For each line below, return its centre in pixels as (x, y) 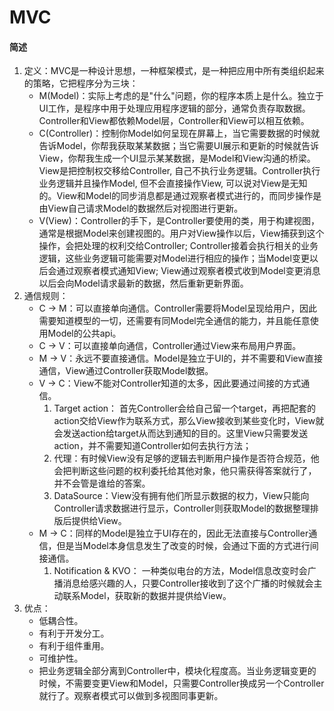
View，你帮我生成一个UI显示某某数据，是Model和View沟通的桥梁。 (177, 158)
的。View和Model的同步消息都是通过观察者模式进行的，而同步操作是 (180, 196)
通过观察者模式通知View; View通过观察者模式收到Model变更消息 (188, 271)
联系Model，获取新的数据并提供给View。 (147, 596)
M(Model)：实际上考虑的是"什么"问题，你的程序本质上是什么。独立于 (181, 96)
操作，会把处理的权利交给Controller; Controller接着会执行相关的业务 (178, 246)
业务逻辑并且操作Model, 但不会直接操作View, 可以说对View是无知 (173, 183)
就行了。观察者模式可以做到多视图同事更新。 (131, 696)
